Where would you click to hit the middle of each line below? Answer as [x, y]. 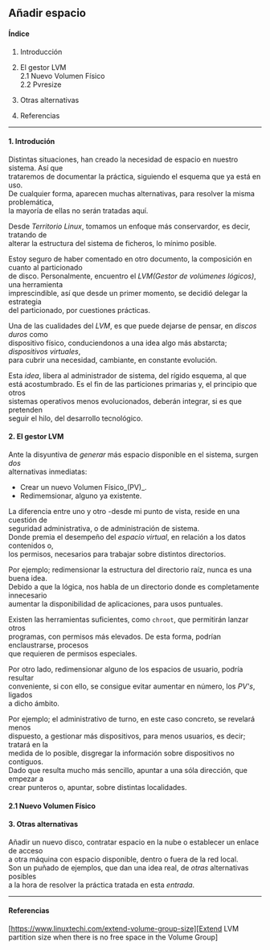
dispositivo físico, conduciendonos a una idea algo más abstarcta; [118, 343]
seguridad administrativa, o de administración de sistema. [104, 528]
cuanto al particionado [45, 267]
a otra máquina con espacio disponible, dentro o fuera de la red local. [123, 859]
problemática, [31, 202]
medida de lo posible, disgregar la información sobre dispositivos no [121, 753]
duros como [28, 334]
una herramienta [36, 284]
